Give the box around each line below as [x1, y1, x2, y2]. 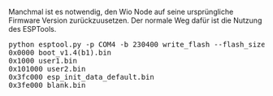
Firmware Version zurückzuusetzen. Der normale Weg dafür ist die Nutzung [8, 15, 262, 25]
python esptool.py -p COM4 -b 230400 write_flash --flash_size [8, 40, 266, 49]
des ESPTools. [8, 24, 57, 33]
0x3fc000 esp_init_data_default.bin [8, 72, 154, 81]
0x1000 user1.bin [8, 56, 77, 65]
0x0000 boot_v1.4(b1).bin [8, 48, 112, 57]
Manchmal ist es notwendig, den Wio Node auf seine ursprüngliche [8, 7, 234, 16]
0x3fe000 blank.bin [8, 81, 86, 89]
